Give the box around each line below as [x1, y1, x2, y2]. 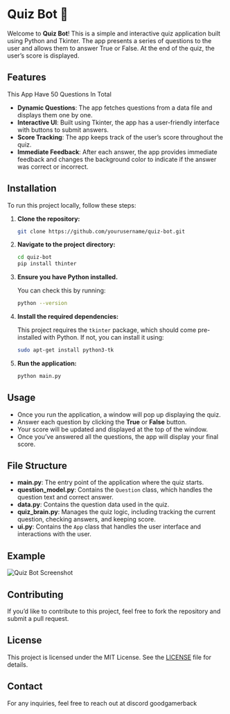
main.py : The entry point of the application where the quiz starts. [17, 479, 204, 487]
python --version [17, 300, 68, 307]
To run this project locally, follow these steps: [7, 201, 136, 209]
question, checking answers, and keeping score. [17, 515, 156, 524]
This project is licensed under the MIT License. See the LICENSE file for [7, 653, 212, 661]
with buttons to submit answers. [17, 125, 109, 134]
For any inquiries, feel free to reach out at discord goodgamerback [7, 699, 197, 707]
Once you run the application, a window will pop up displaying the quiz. [17, 410, 222, 419]
